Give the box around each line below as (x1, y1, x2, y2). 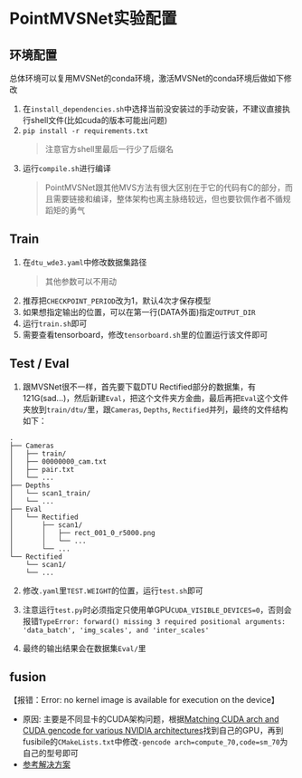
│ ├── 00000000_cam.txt (9, 456, 107, 466)
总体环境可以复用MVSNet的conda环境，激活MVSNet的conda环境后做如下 (9, 73, 285, 83)
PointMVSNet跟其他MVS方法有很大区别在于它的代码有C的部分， (44, 182, 286, 193)
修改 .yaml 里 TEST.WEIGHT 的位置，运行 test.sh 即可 (22, 585, 203, 596)
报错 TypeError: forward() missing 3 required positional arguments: (22, 615, 287, 626)
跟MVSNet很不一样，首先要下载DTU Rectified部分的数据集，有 (22, 381, 256, 392)
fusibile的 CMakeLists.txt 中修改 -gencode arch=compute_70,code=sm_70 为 (22, 736, 288, 747)
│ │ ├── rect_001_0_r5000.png (9, 528, 156, 537)
